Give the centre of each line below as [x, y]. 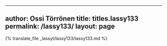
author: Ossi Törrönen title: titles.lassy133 [72, 19]
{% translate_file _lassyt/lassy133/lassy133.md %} [56, 38]
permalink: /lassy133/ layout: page [60, 26]
